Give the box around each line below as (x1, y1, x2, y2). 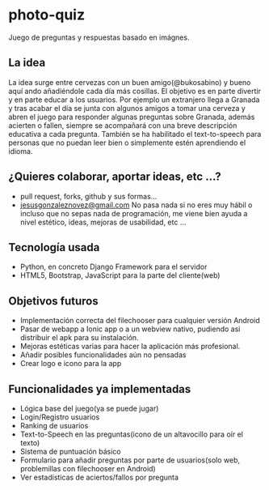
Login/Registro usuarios (19, 412, 100, 422)
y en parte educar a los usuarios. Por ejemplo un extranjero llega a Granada (8, 95, 260, 104)
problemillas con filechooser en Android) (19, 464, 156, 473)
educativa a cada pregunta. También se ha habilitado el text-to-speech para (8, 129, 262, 138)
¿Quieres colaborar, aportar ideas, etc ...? (8, 170, 221, 184)
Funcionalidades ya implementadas (8, 382, 191, 396)
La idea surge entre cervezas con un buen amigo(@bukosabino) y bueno (8, 77, 251, 87)
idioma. (8, 146, 33, 156)
